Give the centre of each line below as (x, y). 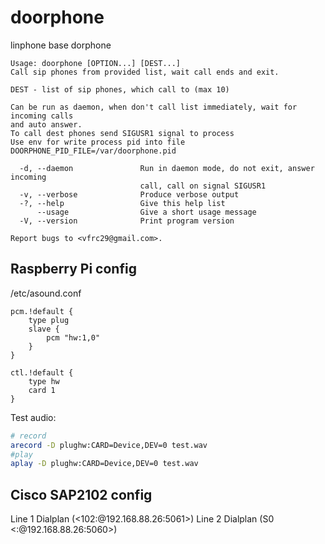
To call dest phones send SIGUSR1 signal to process (122, 133)
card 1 (42, 390)
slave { (44, 329)
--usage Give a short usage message (146, 212)
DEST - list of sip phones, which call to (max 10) (120, 89)
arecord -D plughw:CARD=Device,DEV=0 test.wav (109, 445)
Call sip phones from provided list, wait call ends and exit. (145, 72)
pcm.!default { (42, 311)
